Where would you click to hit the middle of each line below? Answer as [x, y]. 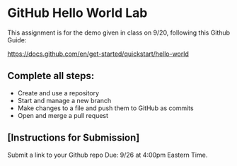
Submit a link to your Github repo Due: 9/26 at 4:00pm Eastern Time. [108, 155]
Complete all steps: [51, 76]
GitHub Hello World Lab [77, 13]
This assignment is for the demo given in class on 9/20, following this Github [119, 32]
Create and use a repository [58, 93]
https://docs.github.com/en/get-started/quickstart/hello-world [98, 54]
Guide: [17, 40]
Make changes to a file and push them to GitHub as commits [105, 108]
